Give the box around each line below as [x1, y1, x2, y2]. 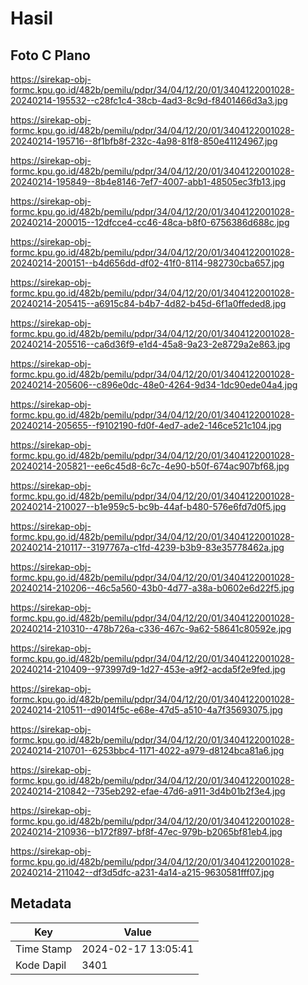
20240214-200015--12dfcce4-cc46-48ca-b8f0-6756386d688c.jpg [10, 217, 290, 228]
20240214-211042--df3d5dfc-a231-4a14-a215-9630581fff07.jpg [10, 867, 275, 878]
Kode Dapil [15, 958, 67, 972]
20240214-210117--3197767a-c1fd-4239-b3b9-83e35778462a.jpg [10, 542, 285, 553]
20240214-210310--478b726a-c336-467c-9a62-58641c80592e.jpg [10, 623, 292, 634]
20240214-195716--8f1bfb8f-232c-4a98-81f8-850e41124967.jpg [10, 135, 278, 147]
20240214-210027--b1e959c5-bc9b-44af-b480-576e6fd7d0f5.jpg [10, 501, 287, 512]
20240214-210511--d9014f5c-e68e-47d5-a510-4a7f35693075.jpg [10, 704, 283, 716]
